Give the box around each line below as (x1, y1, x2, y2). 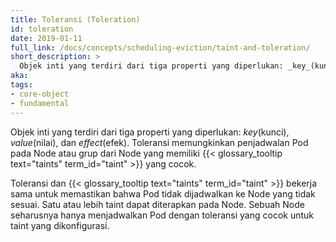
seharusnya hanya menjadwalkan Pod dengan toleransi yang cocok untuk (10, 209, 314, 221)
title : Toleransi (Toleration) (10, 14, 141, 25)
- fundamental (10, 98, 70, 108)
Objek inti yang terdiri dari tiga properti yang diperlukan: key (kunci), (10, 126, 290, 138)
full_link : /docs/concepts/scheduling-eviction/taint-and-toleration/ (10, 42, 311, 53)
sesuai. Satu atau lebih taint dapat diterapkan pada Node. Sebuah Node (10, 198, 305, 210)
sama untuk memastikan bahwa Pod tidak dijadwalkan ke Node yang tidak (10, 187, 316, 200)
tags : (10, 80, 33, 90)
